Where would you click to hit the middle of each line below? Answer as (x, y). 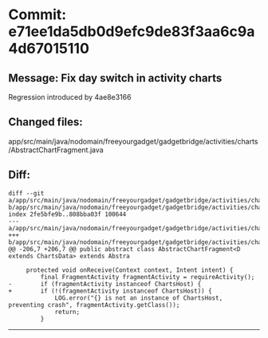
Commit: (37, 15)
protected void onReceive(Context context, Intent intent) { (130, 270)
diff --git (26, 193)
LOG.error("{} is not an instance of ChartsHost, (139, 298)
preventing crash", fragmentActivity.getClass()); (94, 305)
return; (67, 312)
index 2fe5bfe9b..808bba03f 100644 (67, 214)
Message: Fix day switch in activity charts (115, 78)
